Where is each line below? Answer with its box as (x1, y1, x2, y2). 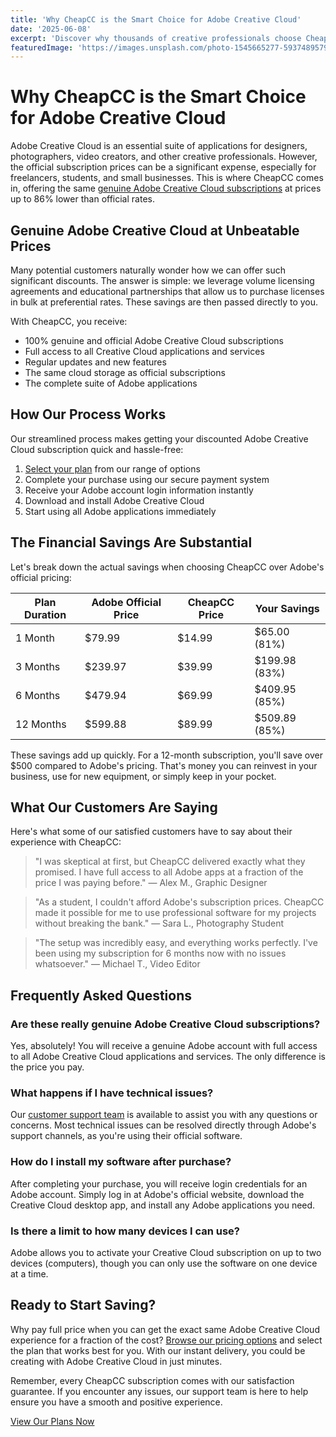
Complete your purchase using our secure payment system (24, 473, 270, 485)
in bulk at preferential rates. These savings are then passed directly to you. (10, 296, 319, 308)
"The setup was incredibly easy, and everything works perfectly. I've (34, 937, 318, 949)
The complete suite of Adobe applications (24, 377, 198, 389)
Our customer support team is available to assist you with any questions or (10, 1109, 318, 1121)
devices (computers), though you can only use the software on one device (10, 1257, 318, 1270)
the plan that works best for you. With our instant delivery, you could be (10, 1344, 306, 1356)
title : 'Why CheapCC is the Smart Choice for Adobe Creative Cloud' (10, 14, 302, 25)
